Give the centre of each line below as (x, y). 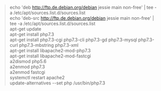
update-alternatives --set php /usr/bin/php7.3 (57, 83)
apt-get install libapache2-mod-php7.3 (50, 51)
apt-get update (25, 29)
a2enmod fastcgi (27, 72)
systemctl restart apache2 (37, 78)
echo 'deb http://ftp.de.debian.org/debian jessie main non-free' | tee (82, 7)
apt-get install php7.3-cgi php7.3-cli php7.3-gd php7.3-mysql (73, 40)
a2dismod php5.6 (28, 61)
